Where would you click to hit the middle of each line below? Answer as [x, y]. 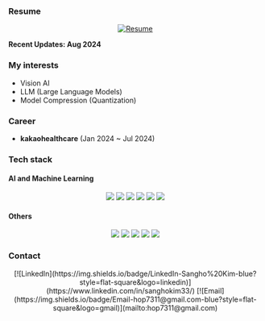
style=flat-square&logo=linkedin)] [135, 282]
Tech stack [30, 159]
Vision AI [35, 83]
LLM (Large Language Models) [71, 91]
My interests [33, 65]
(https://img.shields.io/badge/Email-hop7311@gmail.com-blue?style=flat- [135, 299]
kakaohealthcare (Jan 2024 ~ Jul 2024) [87, 138]
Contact [25, 256]
